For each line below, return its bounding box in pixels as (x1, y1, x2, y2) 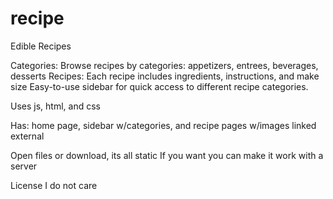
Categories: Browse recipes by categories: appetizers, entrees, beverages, (10, 59, 319, 71)
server (10, 160, 38, 172)
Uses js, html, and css (10, 100, 101, 112)
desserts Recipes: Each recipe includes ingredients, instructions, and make (10, 70, 320, 82)
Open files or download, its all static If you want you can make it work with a (10, 149, 324, 161)
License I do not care (10, 179, 98, 191)
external (10, 130, 45, 142)
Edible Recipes (10, 40, 72, 52)
